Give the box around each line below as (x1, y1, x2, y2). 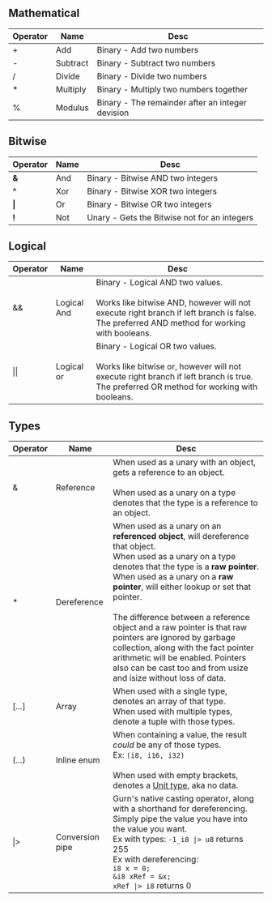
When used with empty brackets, (113, 770, 239, 781)
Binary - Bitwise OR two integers (87, 199, 212, 210)
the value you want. (113, 823, 188, 835)
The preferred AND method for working (96, 318, 246, 329)
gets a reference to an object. (113, 467, 225, 478)
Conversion (55, 831, 100, 843)
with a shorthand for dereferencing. (113, 803, 249, 814)
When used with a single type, (113, 686, 228, 697)
